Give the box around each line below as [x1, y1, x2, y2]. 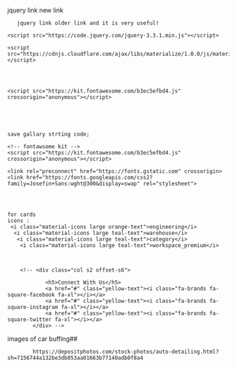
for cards [7, 211, 37, 218]
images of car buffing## [7, 335, 78, 343]
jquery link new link [7, 6, 63, 14]
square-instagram [7, 303, 59, 311]
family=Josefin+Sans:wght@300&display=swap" [7, 180, 140, 187]
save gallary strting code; [7, 131, 90, 138]
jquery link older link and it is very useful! [16, 20, 159, 27]
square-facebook [7, 291, 55, 299]
